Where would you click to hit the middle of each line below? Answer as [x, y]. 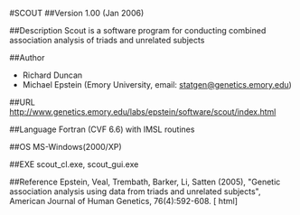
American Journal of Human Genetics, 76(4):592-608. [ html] [123, 201]
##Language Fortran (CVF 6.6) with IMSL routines [102, 129]
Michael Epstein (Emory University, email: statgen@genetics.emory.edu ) [157, 84]
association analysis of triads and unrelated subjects [107, 40]
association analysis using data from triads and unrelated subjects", [135, 192]
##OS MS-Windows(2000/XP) [66, 147]
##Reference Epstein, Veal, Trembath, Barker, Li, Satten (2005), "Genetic [145, 182]
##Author [27, 57]
